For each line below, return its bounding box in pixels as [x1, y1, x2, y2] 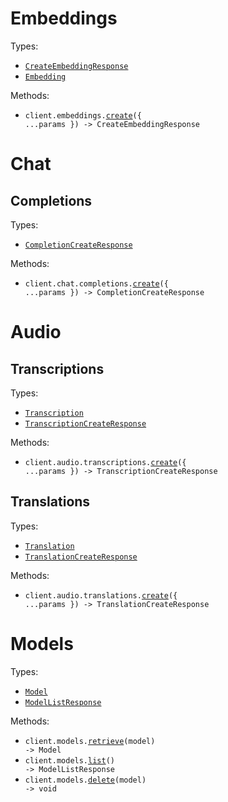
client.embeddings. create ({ [24, 110, 142, 121]
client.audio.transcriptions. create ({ [24, 457, 187, 467]
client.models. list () [24, 755, 115, 766]
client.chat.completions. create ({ [24, 278, 169, 289]
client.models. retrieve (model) [24, 736, 156, 746]
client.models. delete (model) [24, 775, 147, 785]
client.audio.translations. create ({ [24, 590, 178, 601]
